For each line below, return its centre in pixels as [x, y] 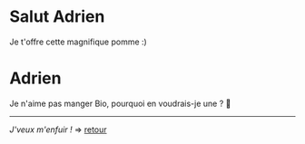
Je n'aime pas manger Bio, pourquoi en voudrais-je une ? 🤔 [120, 103]
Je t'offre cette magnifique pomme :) [78, 42]
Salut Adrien [57, 17]
